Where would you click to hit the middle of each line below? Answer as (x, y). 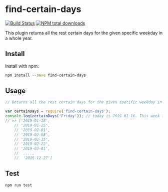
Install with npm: (22, 66)
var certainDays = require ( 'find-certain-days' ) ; (58, 111)
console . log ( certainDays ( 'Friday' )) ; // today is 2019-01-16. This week (82, 116)
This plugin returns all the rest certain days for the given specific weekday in (84, 33)
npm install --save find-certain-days (45, 75)
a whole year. (19, 38)
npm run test (19, 185)
